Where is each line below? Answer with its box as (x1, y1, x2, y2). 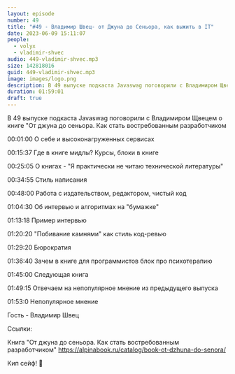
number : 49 (7, 17, 39, 24)
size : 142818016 (7, 62, 55, 69)
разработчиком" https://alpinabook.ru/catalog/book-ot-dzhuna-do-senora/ (7, 345, 226, 354)
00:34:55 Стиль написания (7, 175, 87, 184)
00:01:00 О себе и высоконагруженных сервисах (7, 135, 155, 143)
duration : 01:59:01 (7, 88, 64, 95)
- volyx (13, 43, 36, 50)
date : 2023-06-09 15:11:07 (7, 29, 86, 37)
